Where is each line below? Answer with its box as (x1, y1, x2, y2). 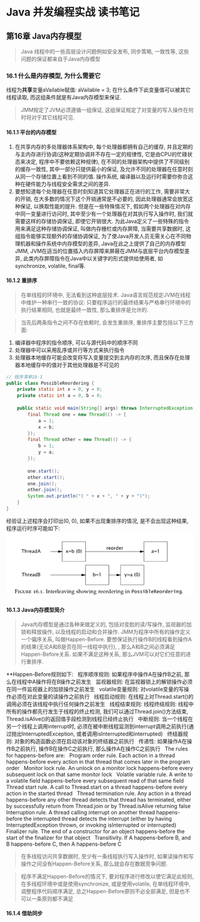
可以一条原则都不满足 (20, 895, 73, 902)
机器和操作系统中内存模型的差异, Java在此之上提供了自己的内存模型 (20, 239, 186, 247)
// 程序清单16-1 (6, 373, 43, 380)
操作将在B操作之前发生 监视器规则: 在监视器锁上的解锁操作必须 (35, 678, 193, 685)
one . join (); (27, 481, 58, 487)
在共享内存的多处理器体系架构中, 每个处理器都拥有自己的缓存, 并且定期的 (14, 143, 193, 150)
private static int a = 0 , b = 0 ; (17, 393, 102, 399)
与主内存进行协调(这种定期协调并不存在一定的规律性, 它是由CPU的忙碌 (14, 150, 187, 158)
